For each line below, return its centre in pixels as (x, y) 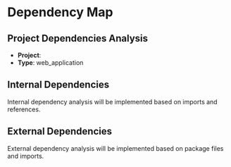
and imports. (26, 156)
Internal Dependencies (58, 85)
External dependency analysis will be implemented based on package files (115, 148)
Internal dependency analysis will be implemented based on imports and (112, 101)
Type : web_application (50, 63)
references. (24, 109)
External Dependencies (60, 131)
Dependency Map (60, 12)
